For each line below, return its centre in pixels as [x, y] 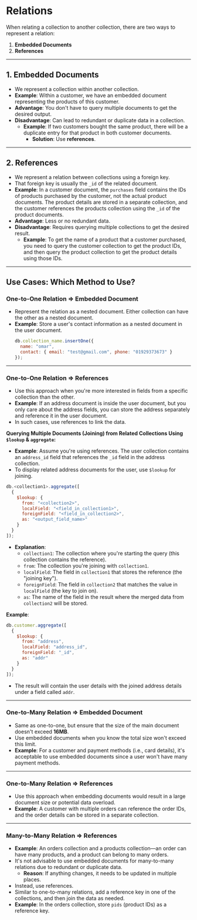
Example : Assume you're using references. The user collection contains [102, 451]
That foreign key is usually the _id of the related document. [86, 183]
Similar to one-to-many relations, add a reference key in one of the [95, 892]
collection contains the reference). [65, 560]
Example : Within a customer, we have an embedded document [91, 95]
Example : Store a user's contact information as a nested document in [98, 324]
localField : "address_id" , [55, 647]
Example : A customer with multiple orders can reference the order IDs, [100, 809]
